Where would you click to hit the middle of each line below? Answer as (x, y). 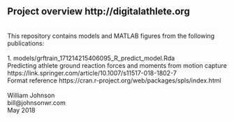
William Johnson (31, 95)
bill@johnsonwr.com (37, 102)
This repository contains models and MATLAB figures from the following (111, 36)
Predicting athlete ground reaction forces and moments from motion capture (117, 65)
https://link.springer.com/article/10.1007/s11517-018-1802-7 (92, 73)
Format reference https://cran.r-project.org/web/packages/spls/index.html (114, 80)
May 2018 (21, 110)
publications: (26, 43)
